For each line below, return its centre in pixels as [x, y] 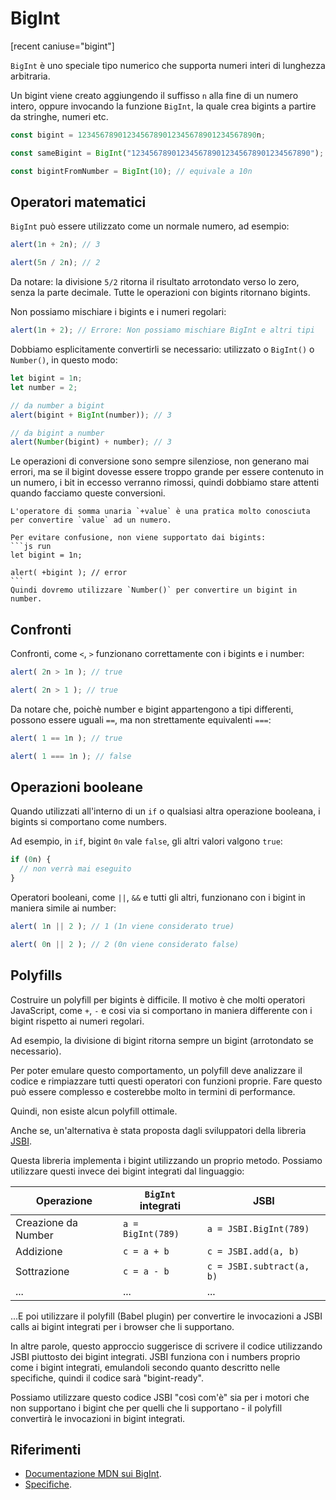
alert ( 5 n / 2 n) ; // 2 [55, 263]
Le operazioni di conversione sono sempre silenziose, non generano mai [160, 461]
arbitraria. [30, 76]
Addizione [39, 1251]
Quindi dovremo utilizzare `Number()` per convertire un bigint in [154, 590]
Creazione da [47, 1222]
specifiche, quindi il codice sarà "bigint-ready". [107, 1378]
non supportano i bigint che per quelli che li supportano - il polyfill [146, 1408]
